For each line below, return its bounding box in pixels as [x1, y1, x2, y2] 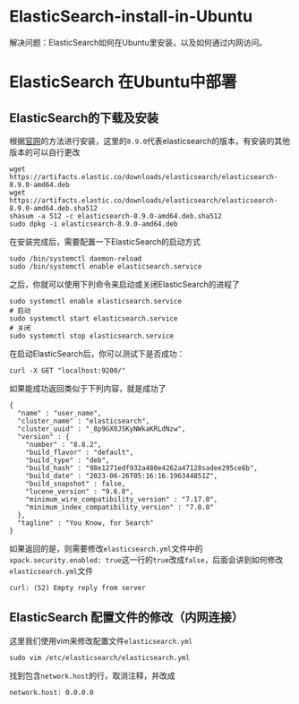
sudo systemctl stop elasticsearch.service [9, 331, 175, 340]
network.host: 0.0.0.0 [9, 688, 94, 697]
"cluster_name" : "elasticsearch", [17, 416, 150, 425]
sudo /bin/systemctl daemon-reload [9, 253, 142, 263]
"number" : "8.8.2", [25, 440, 102, 449]
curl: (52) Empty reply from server [9, 583, 146, 592]
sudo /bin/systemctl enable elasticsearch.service [9, 262, 202, 270]
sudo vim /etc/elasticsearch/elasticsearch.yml [9, 653, 191, 662]
